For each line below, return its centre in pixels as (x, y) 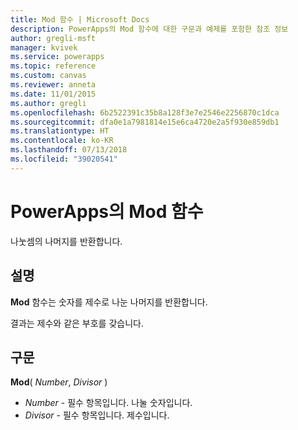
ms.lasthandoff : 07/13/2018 (69, 150)
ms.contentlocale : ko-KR (62, 141)
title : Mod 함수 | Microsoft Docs (80, 19)
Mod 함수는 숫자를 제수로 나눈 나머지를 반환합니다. (109, 302)
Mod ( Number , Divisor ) (59, 382)
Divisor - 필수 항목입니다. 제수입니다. (97, 415)
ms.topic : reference (53, 66)
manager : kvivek (44, 47)
